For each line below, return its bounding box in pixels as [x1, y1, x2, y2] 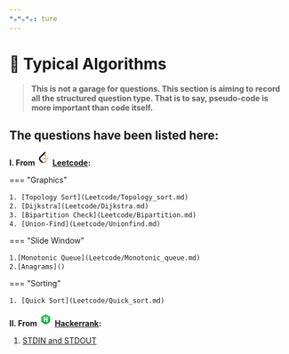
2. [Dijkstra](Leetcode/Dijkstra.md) [9, 202, 149, 211]
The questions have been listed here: [9, 127, 220, 142]
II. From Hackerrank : [9, 318, 102, 329]
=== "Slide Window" [9, 236, 84, 246]
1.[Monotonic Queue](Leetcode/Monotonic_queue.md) [9, 253, 201, 262]
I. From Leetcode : [9, 157, 92, 168]
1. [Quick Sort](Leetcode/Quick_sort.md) [9, 296, 165, 306]
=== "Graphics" [9, 174, 68, 186]
